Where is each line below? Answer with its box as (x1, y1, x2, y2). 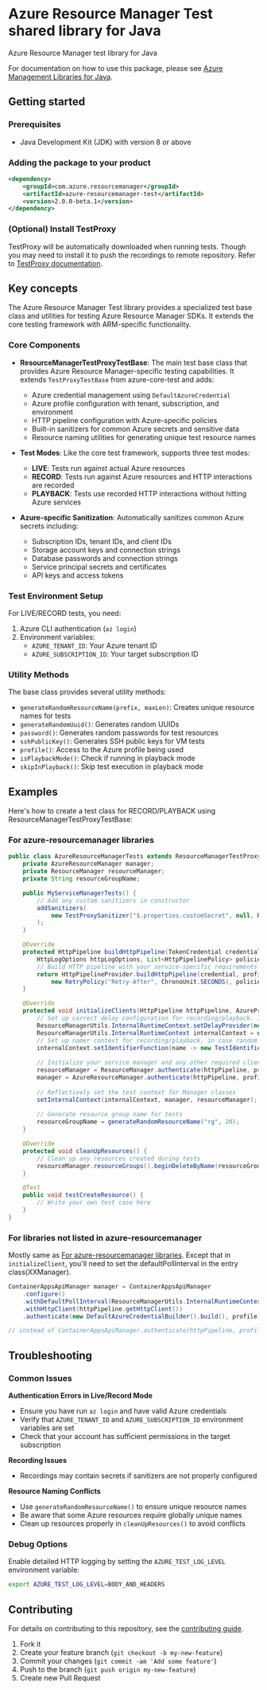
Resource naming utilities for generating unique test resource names (31, 432, 257, 442)
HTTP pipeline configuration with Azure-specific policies (31, 415, 218, 425)
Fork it (19, 1639, 41, 1649)
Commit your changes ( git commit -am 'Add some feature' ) (19, 1657, 217, 1665)
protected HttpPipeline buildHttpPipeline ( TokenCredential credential (22, 948, 261, 956)
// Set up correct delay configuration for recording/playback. (37, 1014, 254, 1022)
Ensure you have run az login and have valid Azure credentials (19, 1406, 226, 1416)
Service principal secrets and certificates (31, 562, 167, 571)
